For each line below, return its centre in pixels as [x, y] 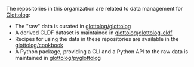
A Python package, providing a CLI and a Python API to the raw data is [101, 52]
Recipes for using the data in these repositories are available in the [97, 39]
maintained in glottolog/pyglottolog [58, 58]
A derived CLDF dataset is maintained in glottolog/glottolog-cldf [93, 33]
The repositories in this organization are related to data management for [95, 9]
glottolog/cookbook [39, 45]
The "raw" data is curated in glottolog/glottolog [73, 26]
